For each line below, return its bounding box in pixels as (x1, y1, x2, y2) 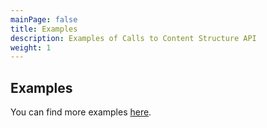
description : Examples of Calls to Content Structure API (10, 33, 257, 43)
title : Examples (10, 24, 78, 34)
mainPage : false (10, 14, 78, 25)
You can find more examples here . (10, 106, 152, 118)
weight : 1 (10, 42, 52, 53)
